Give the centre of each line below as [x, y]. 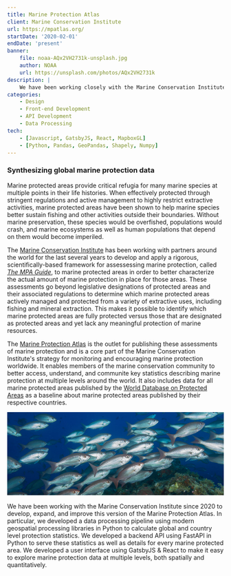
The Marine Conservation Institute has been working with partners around [112, 250]
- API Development [46, 116]
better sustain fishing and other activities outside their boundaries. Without [113, 214]
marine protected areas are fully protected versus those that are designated [114, 316]
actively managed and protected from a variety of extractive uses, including [114, 301]
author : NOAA [38, 65]
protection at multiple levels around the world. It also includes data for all [110, 380]
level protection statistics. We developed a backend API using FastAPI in [109, 535]
